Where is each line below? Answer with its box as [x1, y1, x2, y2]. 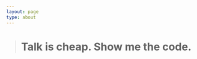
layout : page [6, 8, 39, 15]
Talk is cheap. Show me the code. [20, 40, 192, 54]
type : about [6, 14, 36, 20]
